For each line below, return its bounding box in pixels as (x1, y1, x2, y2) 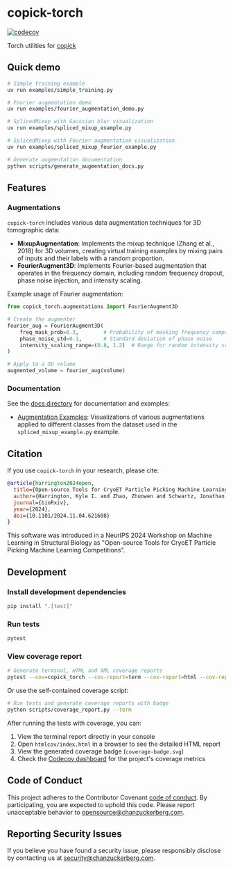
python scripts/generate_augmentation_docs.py (7, 162, 144, 170)
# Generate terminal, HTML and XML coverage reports (7, 667, 163, 674)
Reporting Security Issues (7, 828, 123, 840)
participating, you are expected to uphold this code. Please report (7, 800, 196, 808)
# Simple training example (7, 80, 85, 87)
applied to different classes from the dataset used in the (17, 420, 178, 429)
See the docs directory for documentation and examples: (7, 399, 171, 408)
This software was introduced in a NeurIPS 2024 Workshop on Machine (7, 531, 213, 540)
